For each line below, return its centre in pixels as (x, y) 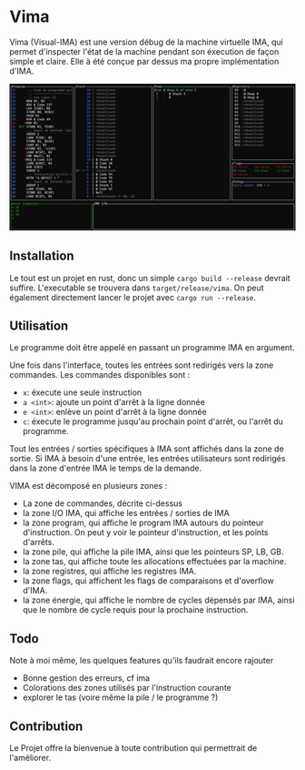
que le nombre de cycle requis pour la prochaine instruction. (135, 610)
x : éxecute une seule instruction (82, 392)
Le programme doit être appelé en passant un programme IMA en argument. (152, 348)
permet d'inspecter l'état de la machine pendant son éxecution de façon (144, 51)
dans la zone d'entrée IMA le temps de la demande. (106, 468)
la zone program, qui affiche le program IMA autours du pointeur (143, 523)
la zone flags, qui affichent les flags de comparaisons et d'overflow (148, 581)
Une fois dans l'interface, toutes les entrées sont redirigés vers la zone (142, 365)
